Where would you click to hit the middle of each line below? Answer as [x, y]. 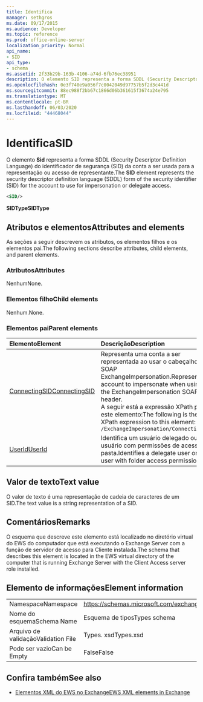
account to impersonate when [143, 384]
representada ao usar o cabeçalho [149, 361]
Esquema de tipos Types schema [130, 618]
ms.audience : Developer [36, 29]
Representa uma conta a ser [140, 353]
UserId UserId [28, 449]
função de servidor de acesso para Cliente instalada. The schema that [93, 549]
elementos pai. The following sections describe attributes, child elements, [97, 248]
